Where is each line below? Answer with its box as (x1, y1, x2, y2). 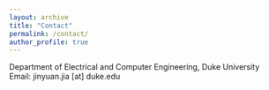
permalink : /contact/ (9, 29, 89, 38)
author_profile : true (9, 37, 89, 47)
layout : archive (9, 12, 69, 22)
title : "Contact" (9, 21, 73, 30)
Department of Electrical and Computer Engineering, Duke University (9, 62, 260, 72)
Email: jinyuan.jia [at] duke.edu (9, 71, 121, 82)
